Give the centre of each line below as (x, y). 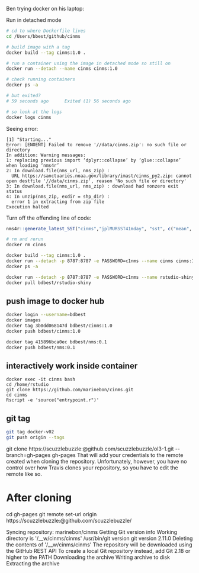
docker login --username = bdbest (46, 315)
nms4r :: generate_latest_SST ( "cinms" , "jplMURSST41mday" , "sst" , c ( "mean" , (99, 228)
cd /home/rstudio (28, 385)
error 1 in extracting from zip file (58, 202)
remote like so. (24, 474)
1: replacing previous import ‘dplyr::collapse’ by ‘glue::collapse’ (94, 160)
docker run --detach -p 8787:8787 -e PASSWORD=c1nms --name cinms (90, 261)
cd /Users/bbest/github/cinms (44, 36)
